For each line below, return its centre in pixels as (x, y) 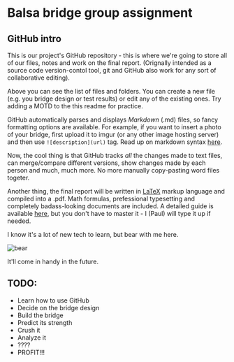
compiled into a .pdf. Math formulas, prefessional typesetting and (101, 198)
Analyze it (32, 338)
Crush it (29, 330)
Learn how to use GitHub (53, 300)
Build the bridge (41, 315)
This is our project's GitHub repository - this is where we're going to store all (117, 55)
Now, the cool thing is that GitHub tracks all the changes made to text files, (115, 155)
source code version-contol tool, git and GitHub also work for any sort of (112, 70)
